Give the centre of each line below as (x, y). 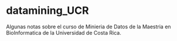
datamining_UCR (47, 11)
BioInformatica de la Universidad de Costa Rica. (64, 32)
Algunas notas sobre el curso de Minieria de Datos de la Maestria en (88, 27)
